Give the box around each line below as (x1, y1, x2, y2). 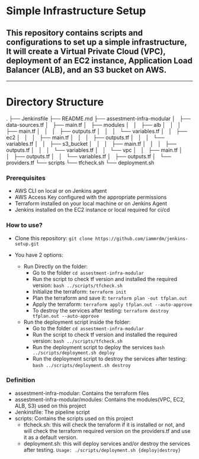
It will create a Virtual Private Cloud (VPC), (6, 46, 166, 56)
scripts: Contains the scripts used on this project (14, 415, 133, 422)
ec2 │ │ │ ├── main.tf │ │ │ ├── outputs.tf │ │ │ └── (6, 133, 165, 141)
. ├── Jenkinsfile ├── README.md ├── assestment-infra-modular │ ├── (6, 114, 191, 122)
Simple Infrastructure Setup (6, 4, 146, 18)
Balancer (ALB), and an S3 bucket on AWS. (6, 65, 167, 75)
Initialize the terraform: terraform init (32, 288, 127, 295)
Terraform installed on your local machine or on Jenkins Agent (14, 200, 168, 207)
